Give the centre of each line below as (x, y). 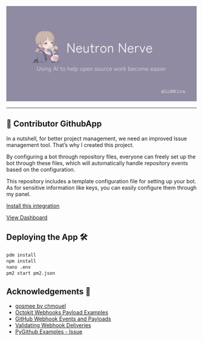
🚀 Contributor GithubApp (54, 124)
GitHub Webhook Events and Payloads (63, 319)
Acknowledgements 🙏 (49, 292)
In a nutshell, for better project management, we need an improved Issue (97, 138)
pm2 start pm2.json (31, 273)
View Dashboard (27, 217)
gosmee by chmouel (40, 306)
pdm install (21, 255)
